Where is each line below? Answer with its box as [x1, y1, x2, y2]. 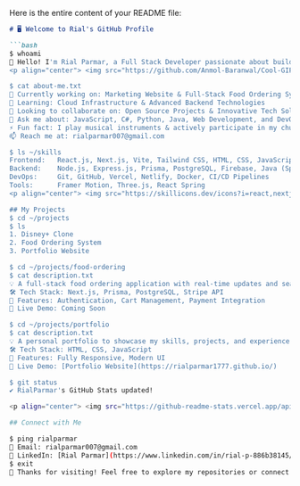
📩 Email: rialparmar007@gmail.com [9, 442, 138, 451]
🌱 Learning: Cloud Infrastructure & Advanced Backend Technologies [9, 98, 266, 108]
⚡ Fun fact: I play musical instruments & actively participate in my [9, 123, 278, 132]
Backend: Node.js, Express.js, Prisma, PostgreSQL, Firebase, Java [9, 164, 278, 173]
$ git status [9, 378, 58, 387]
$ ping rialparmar [9, 434, 78, 443]
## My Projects [9, 205, 66, 214]
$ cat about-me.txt [9, 82, 82, 91]
